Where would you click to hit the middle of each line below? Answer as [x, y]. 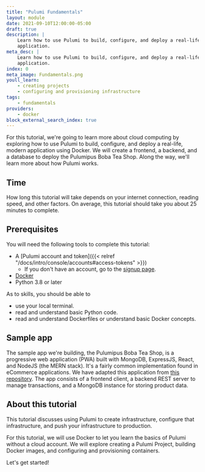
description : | [26, 35]
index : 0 [17, 69]
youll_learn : [23, 80]
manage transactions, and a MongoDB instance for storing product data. [97, 385]
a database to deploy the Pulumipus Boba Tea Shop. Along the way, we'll [98, 157]
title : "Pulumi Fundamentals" [45, 12]
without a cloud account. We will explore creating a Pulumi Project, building [101, 444]
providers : [20, 109]
